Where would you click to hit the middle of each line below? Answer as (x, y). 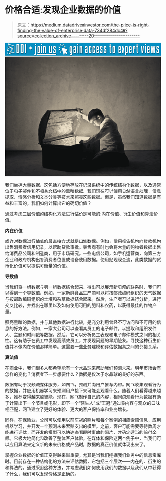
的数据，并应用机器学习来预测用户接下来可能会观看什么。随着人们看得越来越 (83, 391)
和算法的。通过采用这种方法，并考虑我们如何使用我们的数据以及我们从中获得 (83, 467)
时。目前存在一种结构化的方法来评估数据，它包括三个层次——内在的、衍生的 (83, 461)
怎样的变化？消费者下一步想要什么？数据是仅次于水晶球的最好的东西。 (77, 374)
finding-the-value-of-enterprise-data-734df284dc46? (72, 30)
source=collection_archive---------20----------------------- (78, 36)
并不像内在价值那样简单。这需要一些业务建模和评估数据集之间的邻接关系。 (85, 347)
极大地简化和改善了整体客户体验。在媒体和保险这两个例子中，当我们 (87, 438)
